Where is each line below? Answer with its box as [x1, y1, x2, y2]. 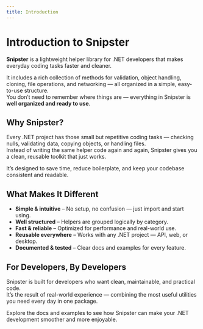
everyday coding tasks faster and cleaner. [6, 62, 112, 69]
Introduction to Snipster [6, 35, 130, 49]
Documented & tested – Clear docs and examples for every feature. [15, 244, 186, 251]
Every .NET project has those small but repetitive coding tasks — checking [6, 134, 194, 141]
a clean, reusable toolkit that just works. [6, 153, 107, 161]
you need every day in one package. [6, 297, 98, 305]
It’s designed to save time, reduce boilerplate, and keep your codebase [6, 165, 185, 172]
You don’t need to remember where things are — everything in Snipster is [6, 93, 191, 101]
